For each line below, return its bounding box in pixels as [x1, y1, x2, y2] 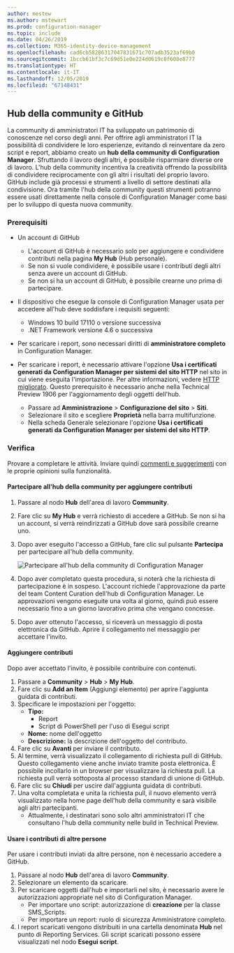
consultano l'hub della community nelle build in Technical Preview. [27, 818, 219, 827]
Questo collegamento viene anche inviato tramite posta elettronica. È [17, 759, 217, 768]
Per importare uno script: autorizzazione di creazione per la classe [27, 901, 221, 909]
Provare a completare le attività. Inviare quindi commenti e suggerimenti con [7, 459, 227, 468]
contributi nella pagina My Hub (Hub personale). [27, 254, 168, 263]
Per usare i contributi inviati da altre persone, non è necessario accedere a [7, 850, 222, 859]
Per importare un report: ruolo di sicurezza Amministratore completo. [27, 915, 227, 924]
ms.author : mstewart [7, 17, 68, 24]
